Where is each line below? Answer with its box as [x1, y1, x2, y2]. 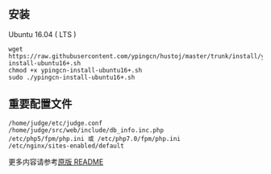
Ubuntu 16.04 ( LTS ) [8, 29, 77, 39]
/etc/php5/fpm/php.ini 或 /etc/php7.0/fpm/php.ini [8, 135, 181, 143]
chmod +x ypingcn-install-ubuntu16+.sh [8, 66, 143, 74]
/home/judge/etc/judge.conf [8, 119, 103, 127]
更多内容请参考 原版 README [8, 156, 104, 167]
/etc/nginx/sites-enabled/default [8, 142, 125, 150]
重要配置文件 [8, 97, 73, 111]
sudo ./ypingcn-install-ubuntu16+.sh [8, 73, 135, 81]
